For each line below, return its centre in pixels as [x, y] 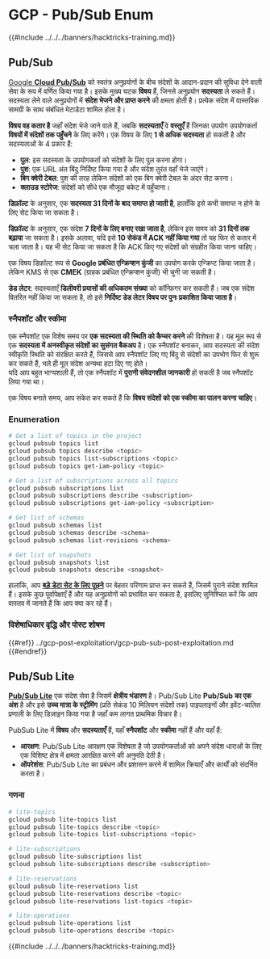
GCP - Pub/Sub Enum [81, 15]
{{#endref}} [28, 651]
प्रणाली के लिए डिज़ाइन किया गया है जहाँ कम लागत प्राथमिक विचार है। [96, 714]
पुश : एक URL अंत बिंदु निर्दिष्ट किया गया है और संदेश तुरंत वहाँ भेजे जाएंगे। [114, 169]
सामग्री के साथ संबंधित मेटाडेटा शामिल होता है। [67, 109]
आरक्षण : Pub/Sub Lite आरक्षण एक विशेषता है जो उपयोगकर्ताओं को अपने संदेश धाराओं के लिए [141, 747]
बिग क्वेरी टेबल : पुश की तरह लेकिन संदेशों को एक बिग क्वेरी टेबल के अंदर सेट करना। [127, 178]
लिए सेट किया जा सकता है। [44, 212]
